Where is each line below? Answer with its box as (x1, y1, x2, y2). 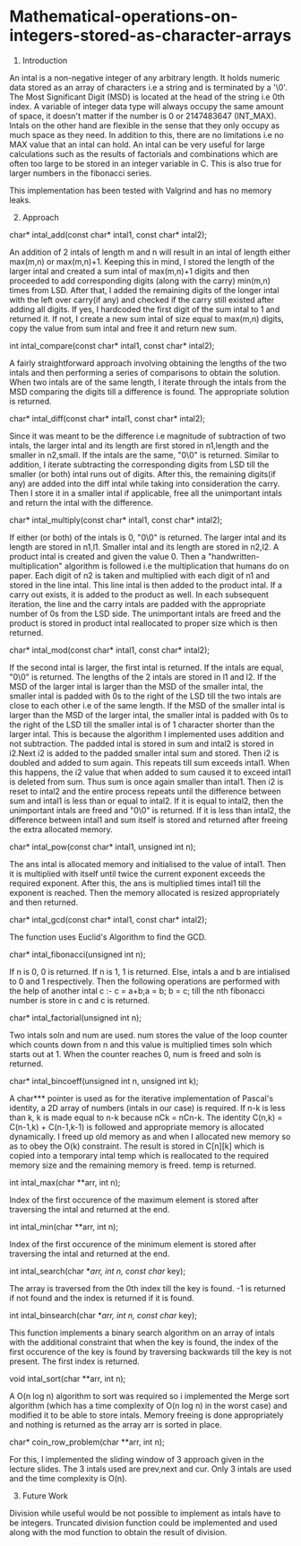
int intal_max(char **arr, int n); (9, 1177, 121, 1187)
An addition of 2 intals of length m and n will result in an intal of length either (9, 247, 291, 257)
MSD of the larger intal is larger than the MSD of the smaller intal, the (9, 681, 264, 691)
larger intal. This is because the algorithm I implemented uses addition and (9, 728, 285, 739)
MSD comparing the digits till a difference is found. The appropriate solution (9, 386, 289, 396)
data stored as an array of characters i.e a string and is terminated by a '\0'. (9, 82, 288, 92)
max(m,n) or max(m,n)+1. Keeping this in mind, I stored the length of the (9, 256, 275, 266)
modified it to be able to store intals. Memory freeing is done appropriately (9, 1410, 284, 1420)
